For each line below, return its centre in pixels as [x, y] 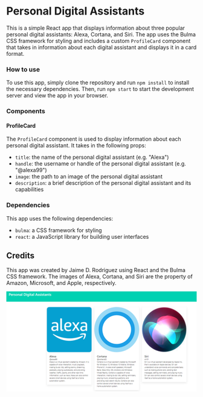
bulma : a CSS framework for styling [58, 230]
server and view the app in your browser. [57, 96]
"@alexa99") [31, 170]
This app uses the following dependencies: [60, 218]
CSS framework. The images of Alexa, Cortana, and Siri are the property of [100, 276]
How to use [23, 69]
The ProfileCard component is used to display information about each [94, 139]
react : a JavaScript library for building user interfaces [82, 236]
